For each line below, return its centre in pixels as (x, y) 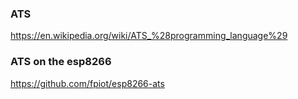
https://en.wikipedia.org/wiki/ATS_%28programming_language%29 (149, 36)
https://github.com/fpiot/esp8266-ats (87, 83)
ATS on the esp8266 (61, 62)
